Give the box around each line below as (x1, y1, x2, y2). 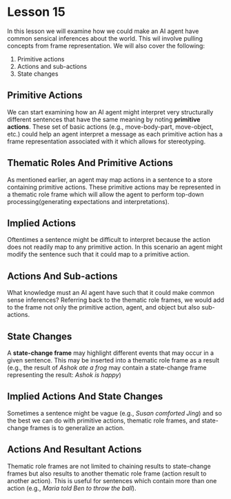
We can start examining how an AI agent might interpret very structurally (7, 108, 214, 116)
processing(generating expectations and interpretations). (7, 197, 170, 205)
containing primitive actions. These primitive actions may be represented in (7, 183, 221, 191)
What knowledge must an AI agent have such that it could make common (7, 289, 215, 297)
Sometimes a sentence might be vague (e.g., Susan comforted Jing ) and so (7, 409, 222, 417)
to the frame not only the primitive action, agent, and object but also (7, 303, 201, 312)
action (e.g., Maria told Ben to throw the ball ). (7, 484, 137, 492)
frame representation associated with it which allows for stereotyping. (7, 137, 205, 145)
